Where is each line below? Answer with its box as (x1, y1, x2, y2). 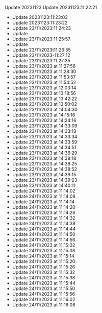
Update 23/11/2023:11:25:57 (12, 36, 71, 42)
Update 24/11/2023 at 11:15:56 (12, 291, 75, 297)
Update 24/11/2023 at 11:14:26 (12, 209, 75, 215)
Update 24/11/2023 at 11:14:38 (12, 221, 75, 226)
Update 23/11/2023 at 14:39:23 (12, 177, 78, 183)
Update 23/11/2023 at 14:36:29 (12, 150, 78, 156)
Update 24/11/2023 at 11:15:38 (12, 275, 75, 280)
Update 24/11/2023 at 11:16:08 (12, 302, 75, 308)
